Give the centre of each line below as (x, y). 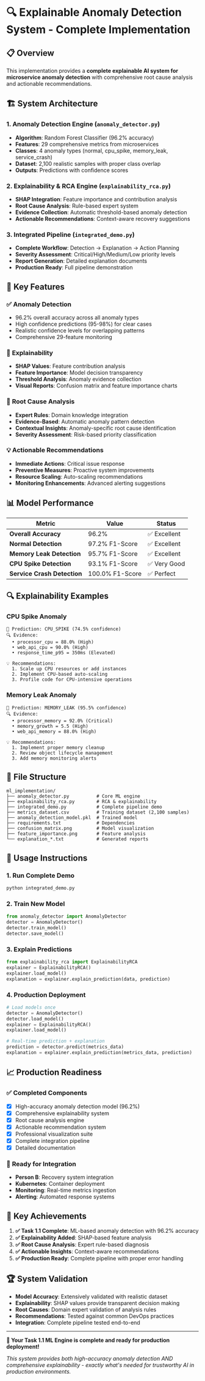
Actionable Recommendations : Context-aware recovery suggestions (103, 219)
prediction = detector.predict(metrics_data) (65, 1047)
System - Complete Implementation (99, 30)
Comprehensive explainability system (62, 1113)
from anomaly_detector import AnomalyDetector (67, 916)
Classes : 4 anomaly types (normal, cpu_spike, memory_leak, (92, 151)
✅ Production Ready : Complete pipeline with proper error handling (99, 1259)
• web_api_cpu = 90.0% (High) (50, 648)
